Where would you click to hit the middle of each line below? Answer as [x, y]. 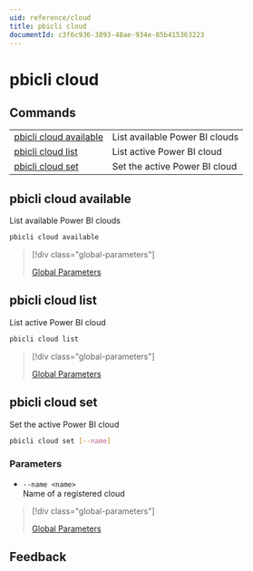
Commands [43, 113]
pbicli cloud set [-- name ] [60, 440]
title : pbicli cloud [49, 26]
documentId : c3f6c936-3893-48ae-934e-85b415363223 [107, 34]
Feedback [38, 557]
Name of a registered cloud [73, 493]
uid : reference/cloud [50, 18]
